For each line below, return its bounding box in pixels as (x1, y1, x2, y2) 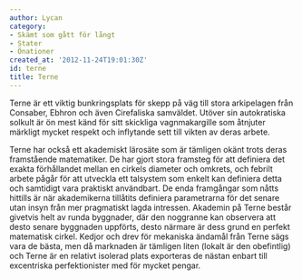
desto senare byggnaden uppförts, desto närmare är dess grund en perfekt (9, 221, 290, 232)
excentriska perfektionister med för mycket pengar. (9, 260, 201, 271)
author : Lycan (9, 13, 63, 23)
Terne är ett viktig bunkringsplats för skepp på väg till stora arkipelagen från (9, 97, 294, 108)
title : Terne (9, 73, 59, 82)
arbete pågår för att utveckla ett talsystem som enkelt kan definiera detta (9, 173, 283, 184)
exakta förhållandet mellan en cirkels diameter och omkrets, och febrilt (9, 163, 274, 174)
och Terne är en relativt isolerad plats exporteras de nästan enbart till (9, 250, 268, 261)
